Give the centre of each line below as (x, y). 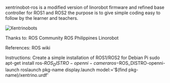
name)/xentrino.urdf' (27, 75)
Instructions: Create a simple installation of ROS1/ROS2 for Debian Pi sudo (82, 58)
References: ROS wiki (28, 48)
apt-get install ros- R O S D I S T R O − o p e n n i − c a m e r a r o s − (62, 64)
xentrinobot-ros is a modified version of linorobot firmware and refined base (85, 7)
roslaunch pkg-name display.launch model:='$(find (74, 70)
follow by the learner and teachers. (42, 18)
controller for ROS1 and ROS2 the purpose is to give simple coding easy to (83, 13)
